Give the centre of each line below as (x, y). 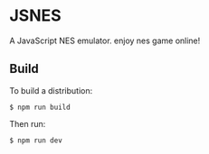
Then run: (28, 123)
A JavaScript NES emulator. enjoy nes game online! (105, 41)
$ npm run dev (36, 140)
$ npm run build (40, 107)
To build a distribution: (51, 90)
